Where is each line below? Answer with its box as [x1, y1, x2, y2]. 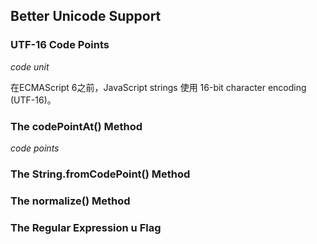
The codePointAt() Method [10, 119, 143, 133]
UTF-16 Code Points [10, 38, 110, 52]
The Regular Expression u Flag [10, 220, 162, 234]
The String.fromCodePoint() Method [10, 167, 191, 181]
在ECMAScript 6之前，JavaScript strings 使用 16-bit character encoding [10, 81, 307, 93]
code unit [10, 60, 50, 73]
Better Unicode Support [10, 8, 162, 25]
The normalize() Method [10, 194, 131, 208]
